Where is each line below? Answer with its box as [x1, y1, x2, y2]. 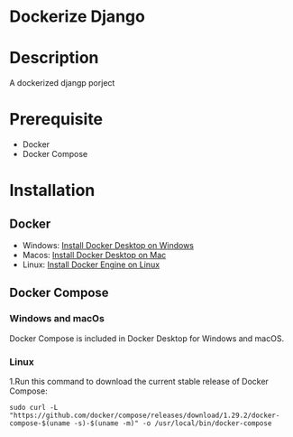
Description [9, 48, 99, 69]
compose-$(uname [9, 419, 70, 428]
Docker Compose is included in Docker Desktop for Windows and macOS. [9, 332, 285, 344]
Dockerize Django [9, 6, 146, 27]
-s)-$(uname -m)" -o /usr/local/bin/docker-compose [73, 419, 272, 428]
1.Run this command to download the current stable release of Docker [9, 377, 269, 387]
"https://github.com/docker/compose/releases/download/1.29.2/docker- [9, 411, 280, 421]
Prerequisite [9, 109, 104, 130]
